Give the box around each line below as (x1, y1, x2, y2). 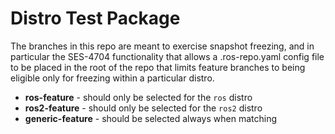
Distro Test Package (10, 7, 181, 30)
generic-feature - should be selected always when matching (24, 112, 278, 124)
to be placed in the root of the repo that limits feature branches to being (10, 61, 306, 73)
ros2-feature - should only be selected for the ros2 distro (24, 102, 263, 114)
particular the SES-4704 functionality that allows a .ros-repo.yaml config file (10, 50, 325, 62)
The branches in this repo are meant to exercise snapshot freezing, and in (10, 40, 315, 52)
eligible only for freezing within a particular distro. (10, 72, 215, 84)
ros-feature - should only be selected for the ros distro (24, 91, 253, 103)
